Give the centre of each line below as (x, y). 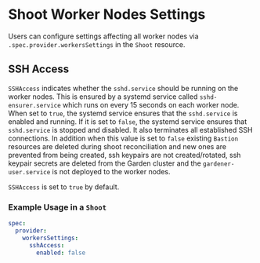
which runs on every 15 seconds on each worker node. (151, 104)
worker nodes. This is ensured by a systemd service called (103, 97)
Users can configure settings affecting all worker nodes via (103, 36)
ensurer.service (34, 105)
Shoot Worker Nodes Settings (107, 15)
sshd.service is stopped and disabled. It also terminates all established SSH (130, 130)
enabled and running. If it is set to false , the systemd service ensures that (128, 121)
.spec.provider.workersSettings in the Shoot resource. (97, 44)
